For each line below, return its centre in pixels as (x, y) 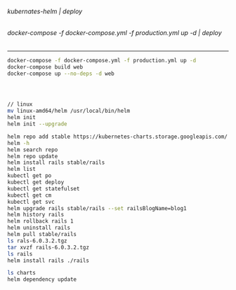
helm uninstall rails (39, 228)
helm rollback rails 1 (40, 221)
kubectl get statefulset (44, 188)
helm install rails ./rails (48, 261)
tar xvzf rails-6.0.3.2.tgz (48, 247)
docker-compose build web (45, 67)
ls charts (22, 273)
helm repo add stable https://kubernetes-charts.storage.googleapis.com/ (118, 137)
